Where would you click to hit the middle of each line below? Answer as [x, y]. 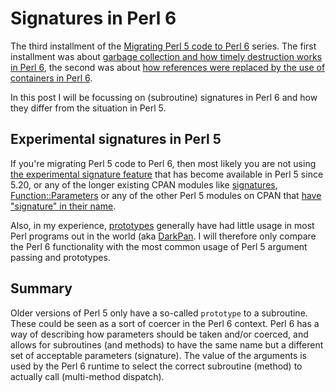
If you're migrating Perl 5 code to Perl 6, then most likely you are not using [163, 163]
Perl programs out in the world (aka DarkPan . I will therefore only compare [163, 236]
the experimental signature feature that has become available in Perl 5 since [167, 174]
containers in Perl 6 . [51, 78]
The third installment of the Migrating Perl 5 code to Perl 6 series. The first [163, 46]
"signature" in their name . [63, 206]
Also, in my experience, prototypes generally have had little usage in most [162, 225]
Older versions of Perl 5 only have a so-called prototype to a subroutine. [159, 313]
